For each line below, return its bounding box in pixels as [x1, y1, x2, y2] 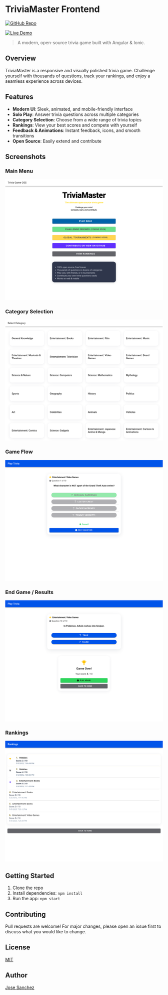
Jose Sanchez [5, 984, 34, 990]
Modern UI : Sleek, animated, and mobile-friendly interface [12, 106, 133, 112]
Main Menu [5, 167, 33, 174]
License [5, 943, 30, 952]
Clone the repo [12, 885, 43, 891]
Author [5, 971, 27, 979]
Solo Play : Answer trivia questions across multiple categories [12, 111, 139, 117]
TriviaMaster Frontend [5, 4, 100, 15]
